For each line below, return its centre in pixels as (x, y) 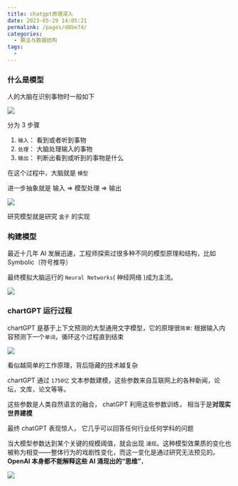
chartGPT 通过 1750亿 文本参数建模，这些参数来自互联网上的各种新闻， (111, 380)
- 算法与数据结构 (36, 40)
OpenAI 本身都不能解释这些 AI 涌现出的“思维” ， (77, 461)
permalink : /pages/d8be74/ (47, 27)
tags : (15, 47)
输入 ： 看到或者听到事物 (52, 140)
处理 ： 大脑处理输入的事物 (55, 149)
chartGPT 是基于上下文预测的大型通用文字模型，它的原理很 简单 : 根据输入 (113, 328)
